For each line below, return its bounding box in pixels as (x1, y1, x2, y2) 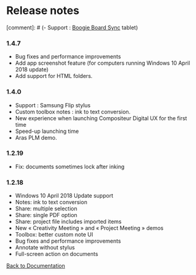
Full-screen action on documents (15, 251, 99, 258)
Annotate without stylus (15, 244, 75, 251)
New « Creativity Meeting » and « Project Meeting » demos (15, 224, 164, 232)
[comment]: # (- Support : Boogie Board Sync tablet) (6, 24, 138, 31)
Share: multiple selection (15, 205, 77, 212)
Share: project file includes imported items (15, 218, 122, 226)
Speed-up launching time (15, 127, 79, 135)
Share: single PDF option (15, 212, 78, 219)
